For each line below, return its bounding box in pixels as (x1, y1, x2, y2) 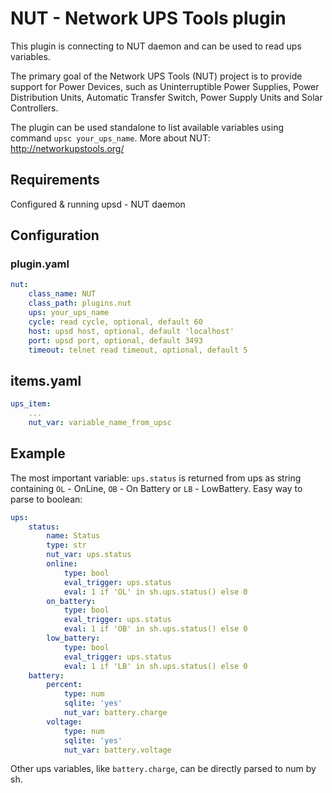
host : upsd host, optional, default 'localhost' (28, 326, 235, 336)
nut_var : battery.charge (63, 708, 168, 718)
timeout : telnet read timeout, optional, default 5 (28, 345, 248, 355)
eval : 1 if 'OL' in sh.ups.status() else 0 (63, 587, 248, 597)
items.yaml (10, 372, 82, 389)
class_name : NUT (28, 289, 97, 299)
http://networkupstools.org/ (10, 142, 125, 154)
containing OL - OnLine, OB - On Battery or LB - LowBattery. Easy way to (10, 482, 303, 494)
